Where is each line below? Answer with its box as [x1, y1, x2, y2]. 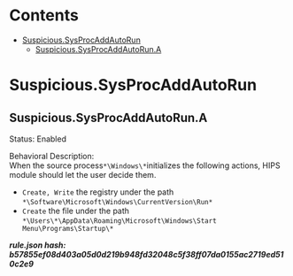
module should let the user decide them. [9, 169, 157, 180]
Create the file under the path [21, 205, 130, 216]
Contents [9, 5, 80, 26]
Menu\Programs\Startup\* [21, 224, 114, 233]
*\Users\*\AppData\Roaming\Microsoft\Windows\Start [21, 216, 217, 226]
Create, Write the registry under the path [21, 187, 174, 197]
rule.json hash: [9, 240, 66, 250]
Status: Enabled [9, 134, 66, 144]
